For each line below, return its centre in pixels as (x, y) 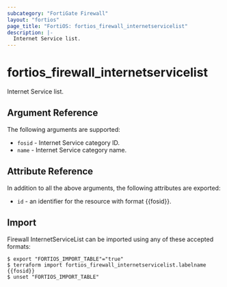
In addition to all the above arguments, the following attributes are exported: (114, 188)
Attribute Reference (50, 172)
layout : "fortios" (33, 20)
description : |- (30, 32)
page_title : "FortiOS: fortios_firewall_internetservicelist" (97, 26)
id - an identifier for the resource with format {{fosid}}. (94, 201)
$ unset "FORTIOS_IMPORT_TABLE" (53, 277)
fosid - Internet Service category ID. (68, 142)
